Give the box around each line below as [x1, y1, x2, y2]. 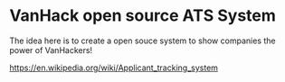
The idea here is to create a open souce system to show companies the [9, 35, 276, 46]
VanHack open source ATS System [9, 5, 276, 26]
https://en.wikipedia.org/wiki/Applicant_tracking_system [9, 62, 219, 73]
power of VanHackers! [9, 44, 93, 55]
